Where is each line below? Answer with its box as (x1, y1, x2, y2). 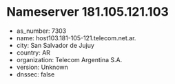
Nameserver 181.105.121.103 (6, 4, 169, 20)
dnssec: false (16, 70, 55, 79)
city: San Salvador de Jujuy (16, 41, 94, 49)
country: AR (16, 48, 51, 57)
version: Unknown (16, 63, 68, 71)
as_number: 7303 (16, 27, 67, 35)
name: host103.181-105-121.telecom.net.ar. (16, 33, 136, 42)
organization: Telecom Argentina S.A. (16, 55, 123, 64)
